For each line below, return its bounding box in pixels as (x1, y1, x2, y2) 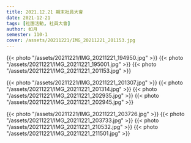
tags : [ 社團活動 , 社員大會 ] (6, 20, 70, 26)
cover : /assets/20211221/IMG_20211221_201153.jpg (6, 37, 136, 43)
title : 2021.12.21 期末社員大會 (6, 9, 84, 15)
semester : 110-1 (6, 32, 48, 38)
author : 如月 (6, 26, 38, 32)
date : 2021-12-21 (6, 15, 51, 21)
